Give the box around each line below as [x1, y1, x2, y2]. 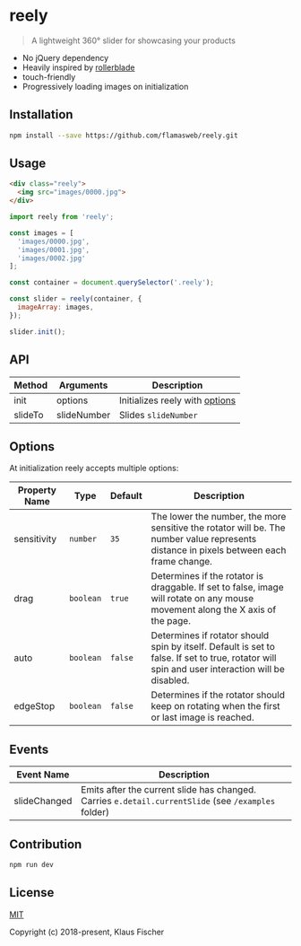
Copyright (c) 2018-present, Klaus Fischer [9, 926, 165, 937]
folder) [80, 806, 110, 819]
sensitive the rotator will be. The [150, 521, 286, 534]
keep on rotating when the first [150, 700, 280, 713]
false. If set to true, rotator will [150, 652, 277, 664]
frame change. [150, 556, 213, 568]
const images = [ [9, 228, 74, 238]
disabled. [150, 674, 190, 687]
